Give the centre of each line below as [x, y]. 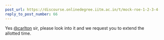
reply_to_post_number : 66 [31, 14]
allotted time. [18, 33]
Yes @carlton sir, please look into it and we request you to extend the [75, 28]
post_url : [15, 10]
